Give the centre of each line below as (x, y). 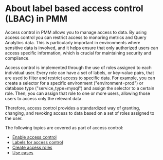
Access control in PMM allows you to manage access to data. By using (76, 32)
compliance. (18, 58)
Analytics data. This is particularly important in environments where (73, 42)
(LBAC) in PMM (36, 19)
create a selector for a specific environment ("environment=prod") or (74, 83)
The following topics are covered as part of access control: (64, 127)
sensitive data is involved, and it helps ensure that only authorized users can (81, 48)
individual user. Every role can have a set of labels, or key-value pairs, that (80, 72)
